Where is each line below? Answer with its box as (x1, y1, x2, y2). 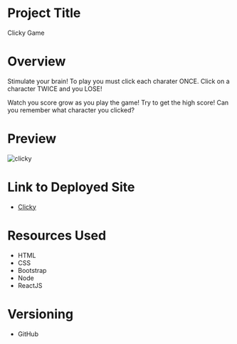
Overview (7, 53, 66, 70)
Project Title (7, 5, 81, 21)
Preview (7, 131, 57, 147)
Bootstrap (17, 266, 47, 274)
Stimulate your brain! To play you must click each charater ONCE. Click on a (7, 77, 230, 85)
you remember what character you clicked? (7, 105, 135, 114)
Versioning (7, 306, 73, 322)
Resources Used (7, 227, 107, 243)
